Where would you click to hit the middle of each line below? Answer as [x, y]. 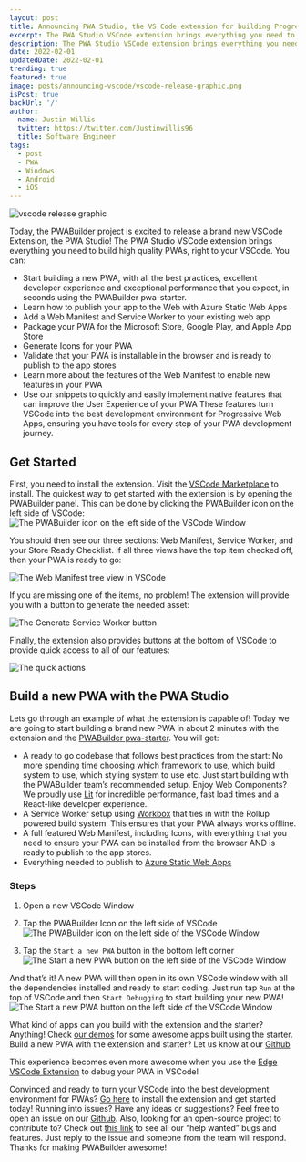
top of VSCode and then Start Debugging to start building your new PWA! [147, 998]
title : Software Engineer [67, 137]
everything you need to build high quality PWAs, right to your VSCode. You [149, 251]
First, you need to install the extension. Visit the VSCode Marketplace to [144, 484]
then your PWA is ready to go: [66, 560]
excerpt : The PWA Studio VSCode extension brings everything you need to [153, 35]
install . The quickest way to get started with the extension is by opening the [151, 493]
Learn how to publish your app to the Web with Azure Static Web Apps [155, 308]
